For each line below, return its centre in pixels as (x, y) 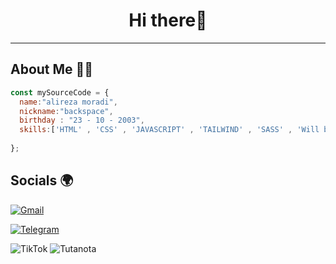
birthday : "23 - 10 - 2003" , (82, 120)
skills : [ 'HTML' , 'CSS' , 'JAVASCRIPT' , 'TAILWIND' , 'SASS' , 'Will (169, 130)
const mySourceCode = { (60, 92)
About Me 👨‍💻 (52, 69)
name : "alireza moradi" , (68, 102)
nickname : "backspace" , (66, 111)
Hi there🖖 (168, 20)
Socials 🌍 (42, 180)
